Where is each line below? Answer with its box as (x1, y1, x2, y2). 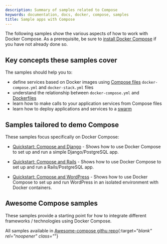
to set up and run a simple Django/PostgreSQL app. (12, 149, 119, 155)
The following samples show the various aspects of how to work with (5, 31, 148, 37)
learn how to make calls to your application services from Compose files (12, 100, 162, 106)
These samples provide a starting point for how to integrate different (5, 212, 146, 218)
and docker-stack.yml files (38, 84, 94, 91)
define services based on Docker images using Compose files (12, 79, 141, 85)
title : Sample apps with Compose (5, 17, 75, 22)
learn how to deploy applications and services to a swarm (12, 106, 132, 112)
